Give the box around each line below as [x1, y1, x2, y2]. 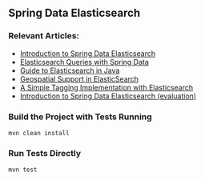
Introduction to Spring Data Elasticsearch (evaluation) [19, 91, 197, 101]
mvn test [8, 166, 38, 174]
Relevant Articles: [8, 30, 80, 42]
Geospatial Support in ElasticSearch [19, 74, 139, 83]
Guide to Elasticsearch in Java [19, 66, 120, 75]
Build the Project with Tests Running [8, 111, 152, 122]
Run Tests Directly [8, 147, 82, 158]
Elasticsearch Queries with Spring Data [19, 57, 150, 66]
